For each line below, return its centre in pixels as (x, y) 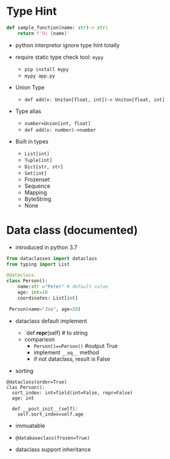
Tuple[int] (38, 160)
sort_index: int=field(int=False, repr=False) (72, 393)
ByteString (38, 199)
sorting (24, 371)
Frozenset (37, 179)
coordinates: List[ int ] (48, 298)
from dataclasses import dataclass (52, 258)
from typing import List (38, 264)
